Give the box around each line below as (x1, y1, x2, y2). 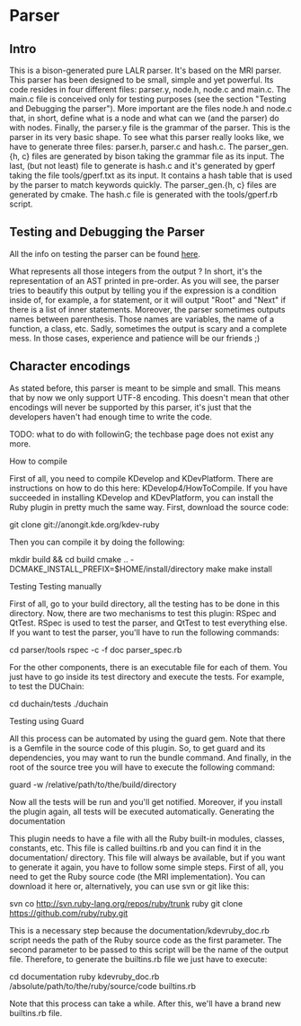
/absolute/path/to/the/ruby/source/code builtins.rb (9, 980, 196, 991)
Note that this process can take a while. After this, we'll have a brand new (9, 998, 281, 1009)
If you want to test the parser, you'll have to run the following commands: (9, 626, 280, 638)
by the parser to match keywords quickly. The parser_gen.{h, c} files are (9, 180, 277, 190)
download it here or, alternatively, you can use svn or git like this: (9, 880, 250, 891)
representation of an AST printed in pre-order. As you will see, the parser (9, 275, 280, 286)
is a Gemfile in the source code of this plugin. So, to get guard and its (9, 742, 266, 753)
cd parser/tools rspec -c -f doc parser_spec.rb (9, 644, 182, 655)
